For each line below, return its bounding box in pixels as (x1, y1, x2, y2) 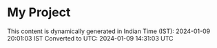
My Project (7, 5, 71, 20)
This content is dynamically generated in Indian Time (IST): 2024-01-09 (7, 27, 211, 35)
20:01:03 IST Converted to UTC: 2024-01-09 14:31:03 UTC (7, 34, 174, 42)
